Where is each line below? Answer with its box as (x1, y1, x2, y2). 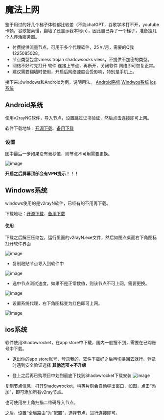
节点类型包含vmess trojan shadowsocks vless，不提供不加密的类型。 (12, 56, 152, 62)
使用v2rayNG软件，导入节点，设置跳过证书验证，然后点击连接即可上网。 (5, 115, 152, 120)
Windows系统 (5, 187, 47, 195)
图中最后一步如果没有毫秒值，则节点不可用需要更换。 (5, 151, 113, 157)
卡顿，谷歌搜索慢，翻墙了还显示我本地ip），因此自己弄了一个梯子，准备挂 (5, 27, 153, 33)
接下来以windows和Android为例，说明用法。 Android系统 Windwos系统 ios (5, 79, 156, 85)
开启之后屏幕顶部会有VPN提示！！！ (5, 171, 79, 177)
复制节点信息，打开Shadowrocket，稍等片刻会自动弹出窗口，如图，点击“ (5, 383, 152, 389)
